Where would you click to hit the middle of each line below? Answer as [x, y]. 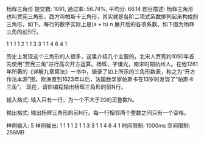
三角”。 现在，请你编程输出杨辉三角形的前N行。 [66, 87]
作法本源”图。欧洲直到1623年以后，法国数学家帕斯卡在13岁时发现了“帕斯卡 [100, 79]
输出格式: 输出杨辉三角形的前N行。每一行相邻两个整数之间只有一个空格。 [98, 112]
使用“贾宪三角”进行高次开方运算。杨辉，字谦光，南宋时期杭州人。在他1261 [104, 64]
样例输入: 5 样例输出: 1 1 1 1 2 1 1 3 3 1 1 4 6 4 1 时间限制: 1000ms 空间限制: [98, 126]
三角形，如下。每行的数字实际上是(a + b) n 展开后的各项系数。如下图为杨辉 [100, 24]
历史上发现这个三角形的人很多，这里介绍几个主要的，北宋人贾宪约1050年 [98, 56]
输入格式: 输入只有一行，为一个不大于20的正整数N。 [72, 100]
